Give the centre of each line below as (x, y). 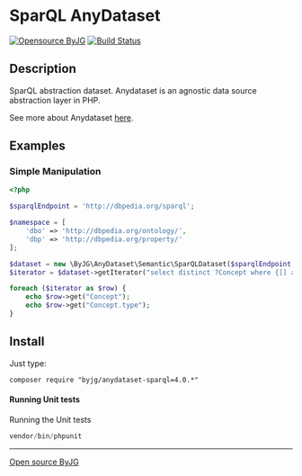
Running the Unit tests (50, 419)
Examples (37, 146)
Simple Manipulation (55, 172)
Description (43, 69)
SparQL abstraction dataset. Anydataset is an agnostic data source (133, 90)
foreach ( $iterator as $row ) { (68, 289)
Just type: (28, 363)
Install (27, 341)
